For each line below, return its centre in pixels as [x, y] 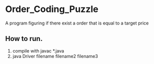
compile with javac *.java [38, 50]
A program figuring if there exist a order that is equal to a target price [77, 23]
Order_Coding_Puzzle [52, 9]
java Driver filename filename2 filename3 [55, 56]
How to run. [24, 39]
